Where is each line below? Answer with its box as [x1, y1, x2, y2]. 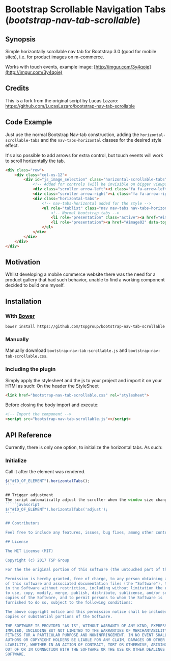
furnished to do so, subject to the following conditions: [5, 600, 133, 605]
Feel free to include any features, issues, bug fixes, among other [5, 530, 154, 535]
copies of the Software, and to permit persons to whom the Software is [5, 595, 163, 601]
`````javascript [5, 502, 40, 507]
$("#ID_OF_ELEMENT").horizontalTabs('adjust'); [5, 506, 108, 512]
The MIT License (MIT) [5, 548, 53, 554]
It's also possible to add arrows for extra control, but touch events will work [5, 152, 163, 158]
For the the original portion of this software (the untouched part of [5, 567, 160, 572]
